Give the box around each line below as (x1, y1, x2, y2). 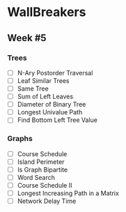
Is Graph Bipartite (17, 165, 68, 174)
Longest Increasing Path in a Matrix (17, 189, 120, 197)
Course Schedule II (17, 181, 72, 189)
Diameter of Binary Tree (17, 100, 86, 109)
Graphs (7, 134, 33, 144)
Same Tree (17, 84, 49, 93)
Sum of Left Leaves (17, 92, 74, 101)
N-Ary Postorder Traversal (17, 68, 93, 77)
